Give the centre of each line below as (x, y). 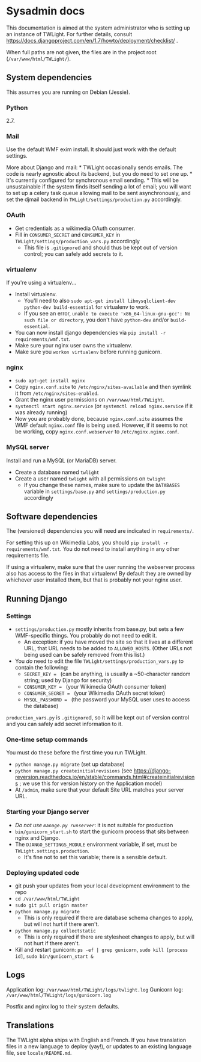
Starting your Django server (48, 812)
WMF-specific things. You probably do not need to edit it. (86, 636)
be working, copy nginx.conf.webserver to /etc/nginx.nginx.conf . (97, 432)
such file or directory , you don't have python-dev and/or (96, 320)
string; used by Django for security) (68, 680)
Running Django (37, 599)
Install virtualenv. (36, 294)
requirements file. (28, 556)
